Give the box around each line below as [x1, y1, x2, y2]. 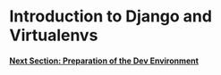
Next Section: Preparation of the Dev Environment [9, 55, 200, 66]
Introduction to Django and [9, 6, 213, 27]
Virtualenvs [9, 25, 98, 46]
